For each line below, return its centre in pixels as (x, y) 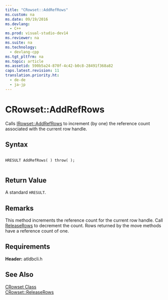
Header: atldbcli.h (24, 259)
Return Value (26, 180)
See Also (19, 275)
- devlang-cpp (24, 52)
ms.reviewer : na (22, 38)
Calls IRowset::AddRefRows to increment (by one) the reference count (78, 123)
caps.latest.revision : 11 (32, 71)
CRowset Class (21, 286)
